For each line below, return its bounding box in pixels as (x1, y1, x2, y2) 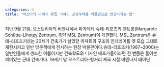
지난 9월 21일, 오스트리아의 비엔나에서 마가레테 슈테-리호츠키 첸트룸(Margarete (5, 25, 157, 32)
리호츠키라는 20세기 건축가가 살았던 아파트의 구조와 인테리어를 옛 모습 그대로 (11, 38, 158, 44)
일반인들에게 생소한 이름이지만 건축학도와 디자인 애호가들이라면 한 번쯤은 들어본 (5, 50, 158, 56)
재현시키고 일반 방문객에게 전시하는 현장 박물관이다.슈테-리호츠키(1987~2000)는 (5, 44, 160, 50)
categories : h (5, 7, 34, 12)
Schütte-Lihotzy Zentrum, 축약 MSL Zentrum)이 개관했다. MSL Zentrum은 (5, 32, 151, 38)
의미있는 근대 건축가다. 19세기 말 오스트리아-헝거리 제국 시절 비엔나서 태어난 (5, 56, 151, 62)
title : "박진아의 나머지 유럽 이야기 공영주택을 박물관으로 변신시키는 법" (5, 12, 135, 17)
